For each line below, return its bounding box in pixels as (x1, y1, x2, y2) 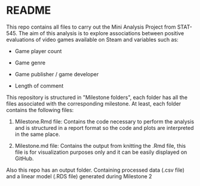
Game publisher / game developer (14, 70, 99, 77)
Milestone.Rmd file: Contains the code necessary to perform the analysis (14, 117, 195, 125)
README (6, 4, 51, 17)
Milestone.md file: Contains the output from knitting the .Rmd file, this (14, 142, 186, 149)
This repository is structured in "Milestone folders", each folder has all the (6, 94, 188, 101)
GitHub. (14, 154, 34, 162)
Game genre (14, 59, 46, 66)
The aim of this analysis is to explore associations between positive (19, 29, 184, 36)
